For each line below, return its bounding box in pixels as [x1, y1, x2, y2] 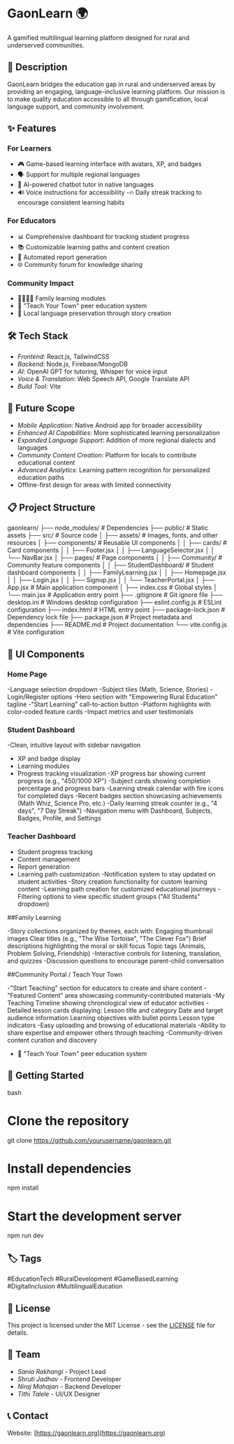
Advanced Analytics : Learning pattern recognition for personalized [17, 465, 210, 474]
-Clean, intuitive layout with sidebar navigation [7, 741, 141, 750]
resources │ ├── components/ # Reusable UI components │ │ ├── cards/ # [7, 539, 227, 547]
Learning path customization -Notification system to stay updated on [17, 869, 216, 878]
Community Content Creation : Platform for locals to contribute [17, 451, 197, 459]
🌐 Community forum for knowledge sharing [17, 260, 143, 268]
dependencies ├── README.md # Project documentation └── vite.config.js [7, 621, 227, 629]
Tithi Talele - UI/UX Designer [17, 1389, 101, 1398]
